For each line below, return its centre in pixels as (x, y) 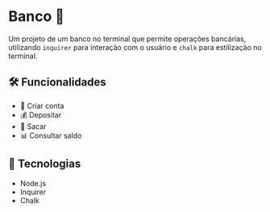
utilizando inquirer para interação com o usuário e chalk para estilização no (135, 47)
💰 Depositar (41, 114)
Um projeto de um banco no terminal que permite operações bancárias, (127, 39)
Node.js (33, 183)
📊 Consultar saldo (51, 135)
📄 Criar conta (42, 106)
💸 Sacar (33, 126)
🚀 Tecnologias (45, 164)
